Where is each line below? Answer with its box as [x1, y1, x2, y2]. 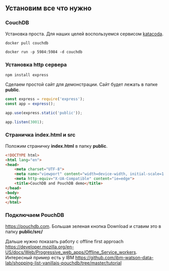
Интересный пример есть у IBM [5, 254, 74, 260]
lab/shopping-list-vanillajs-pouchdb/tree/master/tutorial [5, 260, 122, 266]
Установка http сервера [5, 61, 67, 68]
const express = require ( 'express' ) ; [5, 96, 85, 102]
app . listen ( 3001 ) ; [5, 119, 44, 124]
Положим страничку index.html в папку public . [5, 143, 108, 149]
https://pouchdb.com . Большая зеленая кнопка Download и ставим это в [5, 223, 161, 229]
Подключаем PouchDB [5, 212, 64, 219]
